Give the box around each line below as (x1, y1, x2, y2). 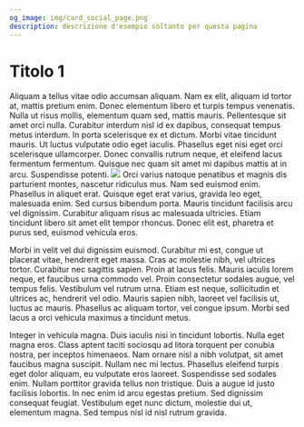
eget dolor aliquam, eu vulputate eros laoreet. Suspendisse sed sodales (9, 369, 277, 380)
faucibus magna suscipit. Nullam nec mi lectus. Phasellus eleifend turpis (9, 359, 279, 370)
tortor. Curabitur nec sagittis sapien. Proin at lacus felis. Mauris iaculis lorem (9, 264, 294, 275)
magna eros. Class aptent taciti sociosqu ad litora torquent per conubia (9, 340, 275, 351)
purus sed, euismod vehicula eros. (9, 227, 139, 238)
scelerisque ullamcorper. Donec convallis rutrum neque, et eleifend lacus (9, 149, 283, 160)
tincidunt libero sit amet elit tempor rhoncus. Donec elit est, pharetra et (9, 217, 274, 228)
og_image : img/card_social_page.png (9, 13, 148, 23)
